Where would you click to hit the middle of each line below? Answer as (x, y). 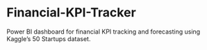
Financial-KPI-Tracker (71, 13)
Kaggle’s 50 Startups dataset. (49, 38)
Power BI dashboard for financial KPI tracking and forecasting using (104, 32)
